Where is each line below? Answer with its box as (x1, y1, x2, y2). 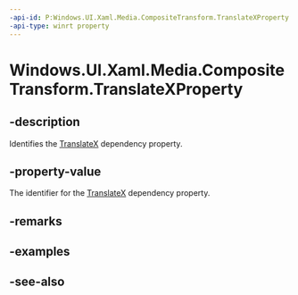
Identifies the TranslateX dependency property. (9, 138, 183, 148)
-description (9, 114, 80, 130)
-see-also (9, 274, 65, 290)
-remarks (9, 214, 62, 229)
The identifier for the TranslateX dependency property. (9, 188, 211, 198)
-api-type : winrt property (9, 21, 110, 30)
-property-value (9, 164, 102, 179)
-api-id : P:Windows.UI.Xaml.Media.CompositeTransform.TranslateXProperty (9, 13, 290, 22)
